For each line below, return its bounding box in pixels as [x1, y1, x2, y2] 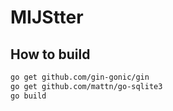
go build [10, 91, 47, 101]
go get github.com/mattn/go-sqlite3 [10, 81, 163, 91]
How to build [10, 46, 91, 63]
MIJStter [10, 6, 84, 29]
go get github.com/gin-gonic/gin [10, 72, 150, 82]
